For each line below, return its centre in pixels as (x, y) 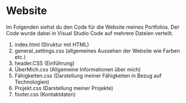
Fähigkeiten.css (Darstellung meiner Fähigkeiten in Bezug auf (88, 75)
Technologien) (32, 82)
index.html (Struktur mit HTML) (52, 44)
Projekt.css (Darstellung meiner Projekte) (64, 88)
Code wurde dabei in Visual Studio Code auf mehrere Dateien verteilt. (90, 33)
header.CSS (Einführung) (44, 63)
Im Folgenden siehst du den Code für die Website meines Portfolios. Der (93, 27)
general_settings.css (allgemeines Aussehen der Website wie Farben (97, 50)
